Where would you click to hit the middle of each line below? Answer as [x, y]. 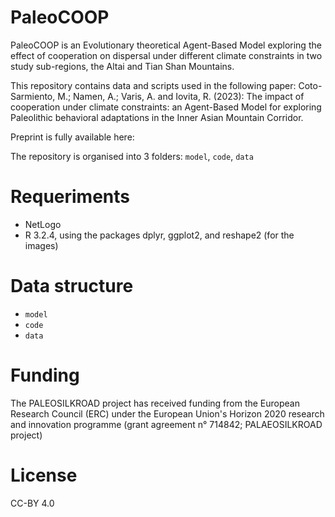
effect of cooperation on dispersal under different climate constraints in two [166, 55]
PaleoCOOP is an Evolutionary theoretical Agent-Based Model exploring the [166, 45]
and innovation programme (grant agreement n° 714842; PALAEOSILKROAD [166, 424]
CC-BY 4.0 [32, 503]
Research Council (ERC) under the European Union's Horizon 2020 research [167, 413]
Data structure [72, 286]
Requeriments [70, 197]
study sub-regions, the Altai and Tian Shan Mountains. [122, 66]
